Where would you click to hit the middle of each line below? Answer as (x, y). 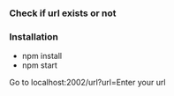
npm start (39, 65)
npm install (42, 56)
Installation (34, 36)
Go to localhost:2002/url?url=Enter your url (87, 83)
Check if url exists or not (63, 13)
